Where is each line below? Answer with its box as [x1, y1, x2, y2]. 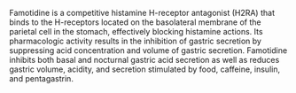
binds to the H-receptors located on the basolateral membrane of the [9, 17, 261, 27]
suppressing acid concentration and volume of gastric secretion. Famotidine [9, 45, 288, 56]
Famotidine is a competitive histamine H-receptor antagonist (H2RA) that [9, 8, 275, 18]
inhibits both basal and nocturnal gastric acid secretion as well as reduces [9, 55, 280, 65]
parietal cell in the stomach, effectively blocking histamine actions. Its [9, 27, 263, 36]
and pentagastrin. [9, 74, 74, 83]
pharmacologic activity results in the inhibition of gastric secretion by [9, 35, 261, 46]
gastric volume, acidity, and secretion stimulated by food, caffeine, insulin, [9, 64, 281, 74]
